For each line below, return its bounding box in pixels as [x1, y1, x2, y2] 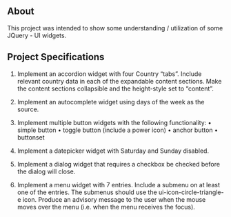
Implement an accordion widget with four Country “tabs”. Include [17, 69, 202, 78]
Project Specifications [7, 51, 105, 63]
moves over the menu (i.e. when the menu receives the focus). [17, 202, 195, 211]
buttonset [17, 133, 45, 141]
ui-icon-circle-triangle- [158, 188, 224, 196]
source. [17, 105, 39, 113]
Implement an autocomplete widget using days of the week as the [17, 97, 205, 106]
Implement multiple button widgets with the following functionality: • [17, 118, 212, 126]
